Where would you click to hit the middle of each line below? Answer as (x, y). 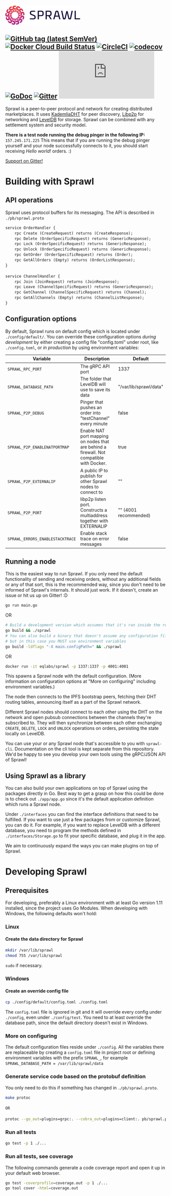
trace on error (95, 539)
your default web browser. (33, 1173)
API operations (29, 200)
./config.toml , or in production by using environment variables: (72, 348)
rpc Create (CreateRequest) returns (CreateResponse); (74, 233)
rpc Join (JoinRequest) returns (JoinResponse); (67, 282)
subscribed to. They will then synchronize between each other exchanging (83, 723)
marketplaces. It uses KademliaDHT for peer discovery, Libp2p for (75, 114)
